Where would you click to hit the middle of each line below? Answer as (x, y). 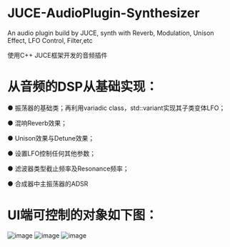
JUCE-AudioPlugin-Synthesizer (104, 13)
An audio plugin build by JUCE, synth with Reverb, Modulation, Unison (111, 33)
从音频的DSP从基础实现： (83, 87)
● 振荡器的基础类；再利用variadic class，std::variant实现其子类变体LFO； (116, 108)
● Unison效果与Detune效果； (51, 138)
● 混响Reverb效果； (37, 123)
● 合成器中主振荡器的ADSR (48, 183)
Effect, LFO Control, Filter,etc (50, 40)
